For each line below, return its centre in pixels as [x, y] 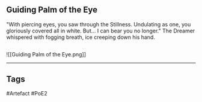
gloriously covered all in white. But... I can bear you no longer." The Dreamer [101, 31]
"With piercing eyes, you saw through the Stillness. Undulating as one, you [99, 24]
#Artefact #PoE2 [27, 94]
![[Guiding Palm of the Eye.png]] [46, 55]
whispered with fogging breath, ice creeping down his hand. [81, 37]
